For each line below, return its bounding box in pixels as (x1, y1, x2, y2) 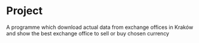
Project (6, 4, 43, 18)
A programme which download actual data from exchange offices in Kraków (6, 24, 194, 31)
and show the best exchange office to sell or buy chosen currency (6, 29, 169, 37)
